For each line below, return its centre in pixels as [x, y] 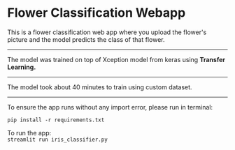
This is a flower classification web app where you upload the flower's [107, 32]
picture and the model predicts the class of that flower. [86, 39]
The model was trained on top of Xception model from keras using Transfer [116, 59]
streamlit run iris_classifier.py [58, 140]
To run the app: [29, 133]
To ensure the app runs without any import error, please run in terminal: [110, 107]
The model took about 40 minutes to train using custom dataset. [100, 87]
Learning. [22, 67]
